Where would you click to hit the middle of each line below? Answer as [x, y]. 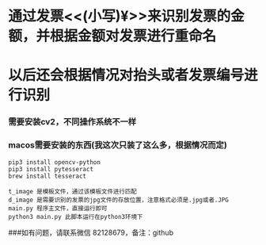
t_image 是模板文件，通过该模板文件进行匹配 [72, 191]
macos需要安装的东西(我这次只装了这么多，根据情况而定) [118, 145]
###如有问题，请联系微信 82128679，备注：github [91, 232]
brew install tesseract [47, 176]
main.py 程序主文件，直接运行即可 [58, 208]
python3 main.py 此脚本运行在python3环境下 [76, 216]
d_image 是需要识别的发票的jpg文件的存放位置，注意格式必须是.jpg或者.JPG [119, 200]
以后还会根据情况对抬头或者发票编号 [126, 75]
